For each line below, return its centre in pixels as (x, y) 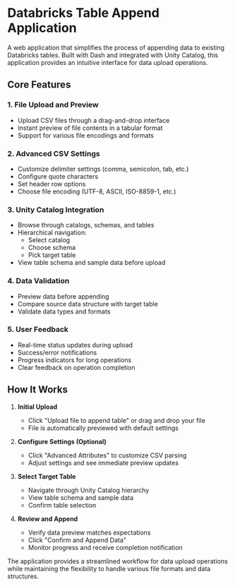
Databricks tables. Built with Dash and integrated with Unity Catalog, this (113, 55)
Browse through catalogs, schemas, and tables (86, 225)
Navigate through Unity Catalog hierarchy (89, 490)
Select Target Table (47, 476)
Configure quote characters (58, 176)
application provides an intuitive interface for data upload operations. (108, 62)
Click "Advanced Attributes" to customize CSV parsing (107, 455)
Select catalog (49, 240)
